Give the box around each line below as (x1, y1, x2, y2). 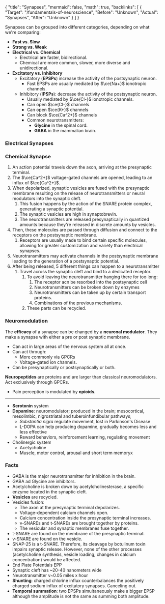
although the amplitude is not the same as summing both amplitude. (12, 593, 150, 599)
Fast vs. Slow (12, 39, 40, 45)
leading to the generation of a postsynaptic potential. (12, 258, 119, 264)
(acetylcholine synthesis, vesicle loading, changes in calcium (12, 551, 136, 557)
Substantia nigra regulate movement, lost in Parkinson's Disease (19, 418, 151, 424)
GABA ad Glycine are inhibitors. (12, 478, 76, 484)
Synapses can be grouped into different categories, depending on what (5, 24, 150, 30)
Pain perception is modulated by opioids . (12, 388, 96, 395)
